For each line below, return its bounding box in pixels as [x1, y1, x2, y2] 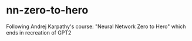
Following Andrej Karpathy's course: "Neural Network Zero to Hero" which [6, 23, 186, 30]
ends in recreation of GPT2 [6, 29, 72, 36]
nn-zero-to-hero [6, 4, 89, 17]
